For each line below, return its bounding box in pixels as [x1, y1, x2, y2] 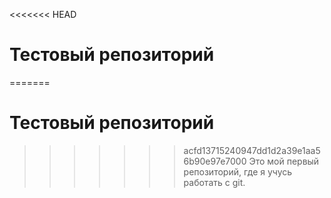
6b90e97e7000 [183, 155, 247, 167]
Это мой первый [248, 155, 320, 167]
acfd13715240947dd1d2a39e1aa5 [183, 144, 321, 156]
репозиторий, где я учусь [183, 165, 293, 178]
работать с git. [183, 176, 246, 188]
